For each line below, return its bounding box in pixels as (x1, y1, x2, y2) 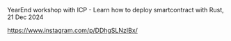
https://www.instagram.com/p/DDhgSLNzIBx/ (7, 27, 138, 34)
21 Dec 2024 (7, 13, 44, 21)
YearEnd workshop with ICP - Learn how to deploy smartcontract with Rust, (7, 6, 224, 14)
